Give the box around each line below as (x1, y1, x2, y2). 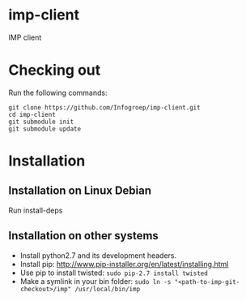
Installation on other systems (8, 229, 159, 243)
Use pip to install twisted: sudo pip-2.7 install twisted (19, 268, 208, 277)
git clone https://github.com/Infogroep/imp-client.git (8, 103, 201, 111)
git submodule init (8, 118, 74, 126)
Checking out (8, 61, 101, 80)
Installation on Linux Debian (8, 184, 152, 198)
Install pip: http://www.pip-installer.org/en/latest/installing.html (19, 259, 229, 269)
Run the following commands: (8, 88, 108, 97)
